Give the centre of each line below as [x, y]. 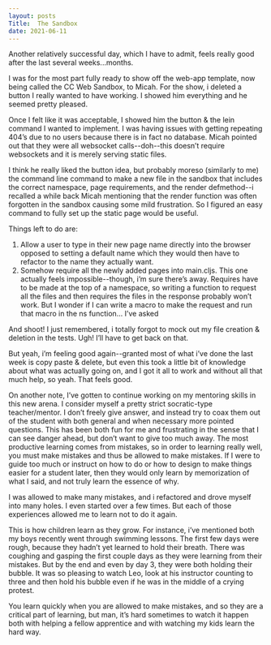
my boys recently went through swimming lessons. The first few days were [134, 539]
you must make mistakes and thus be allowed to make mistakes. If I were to [134, 456]
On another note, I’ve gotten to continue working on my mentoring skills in [132, 395]
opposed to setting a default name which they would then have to [130, 253]
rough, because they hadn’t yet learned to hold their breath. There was [127, 548]
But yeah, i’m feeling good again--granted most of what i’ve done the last [131, 354]
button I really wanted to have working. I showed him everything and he [128, 96]
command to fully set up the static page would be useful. [103, 213]
